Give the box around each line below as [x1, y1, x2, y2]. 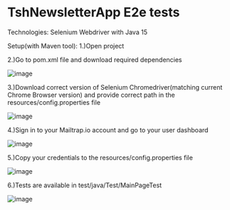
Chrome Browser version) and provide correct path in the [7, 90, 176, 99]
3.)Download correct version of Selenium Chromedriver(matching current [7, 83, 223, 91]
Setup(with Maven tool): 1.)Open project [7, 41, 125, 50]
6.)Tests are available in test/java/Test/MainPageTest [7, 181, 162, 189]
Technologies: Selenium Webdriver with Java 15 [7, 28, 148, 36]
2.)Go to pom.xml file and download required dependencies [7, 55, 183, 64]
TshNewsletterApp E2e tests [7, 4, 180, 21]
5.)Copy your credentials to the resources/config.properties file [7, 153, 194, 162]
